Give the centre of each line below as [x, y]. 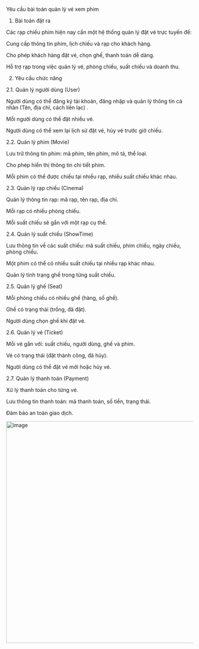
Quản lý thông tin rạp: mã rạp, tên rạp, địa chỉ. [62, 200]
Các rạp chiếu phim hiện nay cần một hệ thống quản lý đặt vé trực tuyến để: [99, 32]
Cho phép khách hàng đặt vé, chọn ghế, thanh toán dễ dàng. [81, 55]
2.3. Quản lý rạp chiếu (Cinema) [45, 188]
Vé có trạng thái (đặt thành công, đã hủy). [57, 355]
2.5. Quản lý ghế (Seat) [34, 286]
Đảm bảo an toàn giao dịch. [40, 413]
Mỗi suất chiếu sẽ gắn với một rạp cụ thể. [57, 222]
